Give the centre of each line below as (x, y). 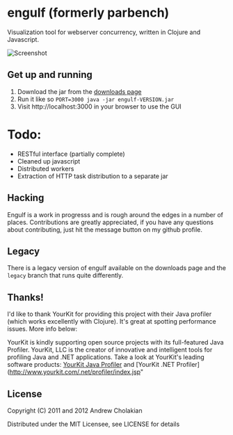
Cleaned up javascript (49, 161)
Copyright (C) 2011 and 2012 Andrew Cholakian (75, 410)
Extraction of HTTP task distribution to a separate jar (93, 176)
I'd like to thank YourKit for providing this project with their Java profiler (110, 314)
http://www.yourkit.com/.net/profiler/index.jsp (75, 372)
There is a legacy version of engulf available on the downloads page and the (117, 268)
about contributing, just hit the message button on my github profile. (105, 229)
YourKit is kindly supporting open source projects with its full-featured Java (115, 342)
